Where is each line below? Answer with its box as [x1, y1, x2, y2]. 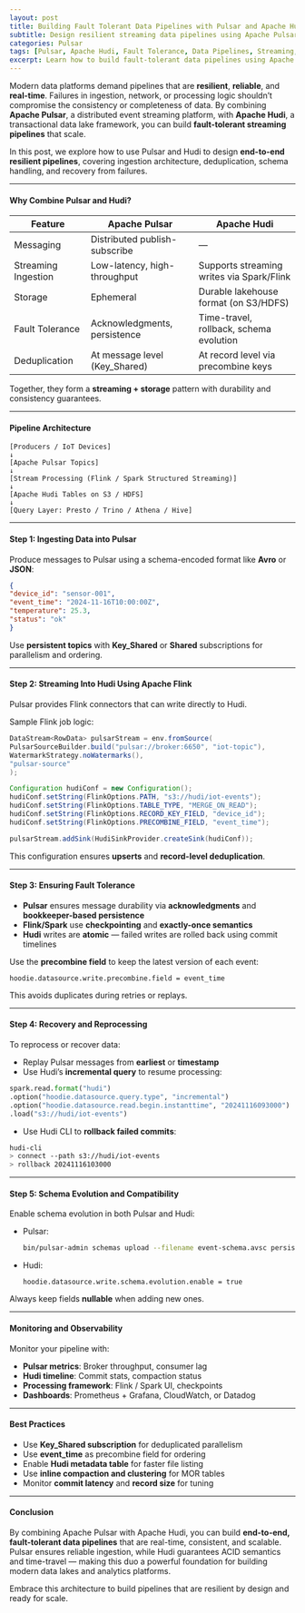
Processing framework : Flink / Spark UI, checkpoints [22, 1380, 223, 1391]
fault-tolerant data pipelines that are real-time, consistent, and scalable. [9, 1536, 282, 1548]
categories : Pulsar [9, 38, 84, 48]
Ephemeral [90, 291, 137, 304]
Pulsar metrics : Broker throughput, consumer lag [22, 1361, 208, 1372]
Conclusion [9, 1507, 54, 1518]
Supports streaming [198, 260, 283, 272]
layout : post [9, 13, 59, 23]
